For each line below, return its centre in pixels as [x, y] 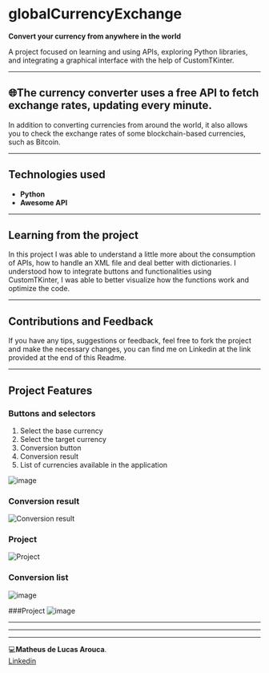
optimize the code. [39, 289]
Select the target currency [63, 439]
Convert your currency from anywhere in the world [95, 36]
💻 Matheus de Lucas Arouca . [58, 649]
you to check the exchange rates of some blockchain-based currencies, [127, 133]
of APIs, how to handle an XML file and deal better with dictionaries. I [122, 263]
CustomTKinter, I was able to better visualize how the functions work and [129, 280]
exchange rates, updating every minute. [110, 105]
